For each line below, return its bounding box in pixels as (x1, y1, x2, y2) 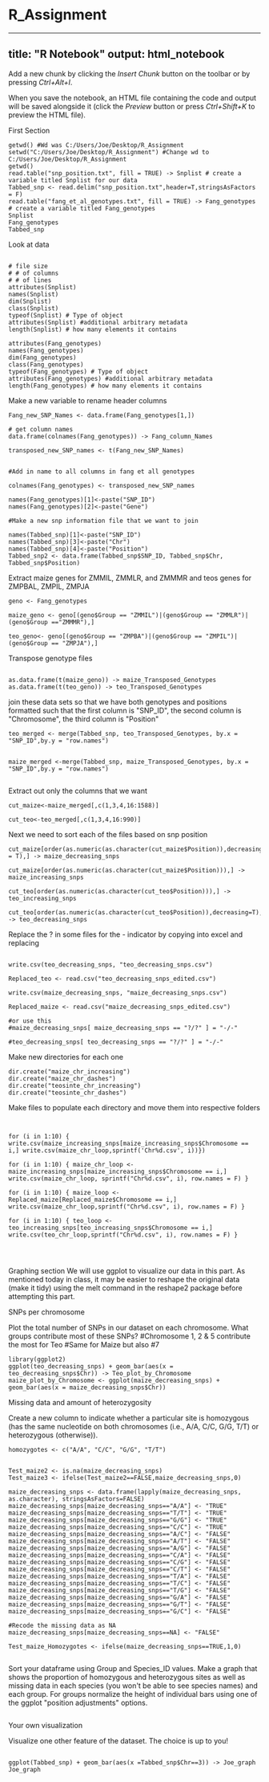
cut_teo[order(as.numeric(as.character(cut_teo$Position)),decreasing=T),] (8, 908, 267, 917)
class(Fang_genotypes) (8, 360, 84, 369)
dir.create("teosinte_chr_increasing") (8, 1081, 142, 1089)
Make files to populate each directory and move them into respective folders (8, 1102, 260, 1112)
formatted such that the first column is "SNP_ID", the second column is (8, 705, 242, 715)
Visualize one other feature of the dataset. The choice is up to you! (8, 1735, 228, 1745)
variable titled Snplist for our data (8, 176, 138, 184)
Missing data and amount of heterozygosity (8, 1397, 152, 1407)
